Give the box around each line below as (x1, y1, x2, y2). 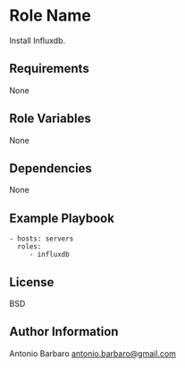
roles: (17, 242, 42, 251)
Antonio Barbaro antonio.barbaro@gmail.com (9, 347, 177, 359)
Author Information (9, 324, 119, 339)
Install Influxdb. (9, 35, 66, 46)
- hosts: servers (9, 234, 74, 243)
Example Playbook (9, 210, 114, 225)
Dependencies (9, 161, 92, 176)
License (9, 275, 55, 290)
